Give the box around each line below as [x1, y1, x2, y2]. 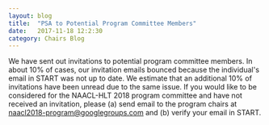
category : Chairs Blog [8, 34, 85, 43]
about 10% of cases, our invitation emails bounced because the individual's [8, 65, 260, 75]
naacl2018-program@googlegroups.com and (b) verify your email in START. [8, 108, 262, 118]
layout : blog [8, 11, 53, 20]
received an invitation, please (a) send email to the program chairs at [8, 99, 237, 109]
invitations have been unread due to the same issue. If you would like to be [8, 82, 257, 92]
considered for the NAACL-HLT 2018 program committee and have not [8, 90, 242, 101]
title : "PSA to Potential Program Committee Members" [8, 19, 197, 27]
